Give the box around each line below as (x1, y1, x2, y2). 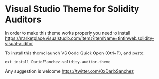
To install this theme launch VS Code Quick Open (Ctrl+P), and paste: (5, 50, 145, 56)
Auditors (5, 14, 42, 25)
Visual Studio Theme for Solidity (5, 3, 139, 15)
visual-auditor (5, 40, 33, 46)
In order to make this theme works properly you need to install (5, 30, 131, 36)
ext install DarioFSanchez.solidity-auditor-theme (5, 59, 111, 64)
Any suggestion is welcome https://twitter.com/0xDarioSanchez (5, 68, 134, 74)
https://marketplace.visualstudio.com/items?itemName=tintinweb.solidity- (5, 35, 154, 41)
